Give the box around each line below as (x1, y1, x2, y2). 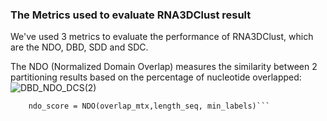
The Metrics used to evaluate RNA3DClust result (10, 8, 252, 22)
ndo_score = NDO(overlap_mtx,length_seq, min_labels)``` (28, 101, 271, 112)
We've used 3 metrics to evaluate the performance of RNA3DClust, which (10, 31, 314, 43)
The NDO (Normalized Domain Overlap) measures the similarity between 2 (10, 61, 318, 73)
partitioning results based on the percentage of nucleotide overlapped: (10, 71, 302, 83)
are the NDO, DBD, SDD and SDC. (10, 41, 149, 53)
